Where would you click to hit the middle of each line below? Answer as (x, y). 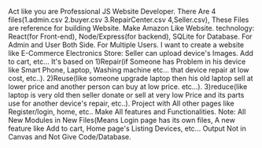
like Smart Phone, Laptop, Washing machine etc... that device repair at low (129, 70)
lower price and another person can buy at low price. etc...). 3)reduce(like (128, 87)
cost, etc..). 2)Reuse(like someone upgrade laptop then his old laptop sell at (131, 78)
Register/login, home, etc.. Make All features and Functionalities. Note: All (127, 112)
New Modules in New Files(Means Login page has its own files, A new (122, 120)
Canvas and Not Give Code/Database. (70, 137)
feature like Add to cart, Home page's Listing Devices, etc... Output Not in (127, 128)
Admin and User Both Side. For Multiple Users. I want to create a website (126, 45)
